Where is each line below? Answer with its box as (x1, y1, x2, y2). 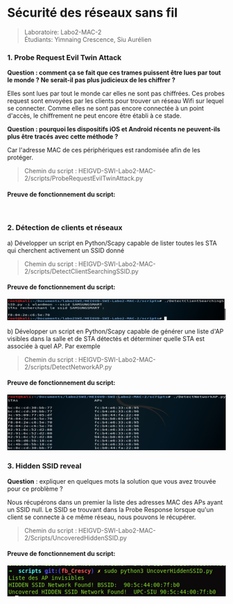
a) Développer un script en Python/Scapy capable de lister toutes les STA (7, 239, 217, 247)
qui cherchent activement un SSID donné (7, 246, 125, 255)
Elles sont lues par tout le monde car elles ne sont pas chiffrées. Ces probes (7, 89, 225, 98)
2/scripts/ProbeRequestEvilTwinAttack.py (24, 174, 144, 182)
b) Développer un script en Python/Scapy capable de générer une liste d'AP (7, 327, 224, 335)
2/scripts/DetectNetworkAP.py (24, 363, 112, 371)
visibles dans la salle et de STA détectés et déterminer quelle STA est (7, 334, 205, 342)
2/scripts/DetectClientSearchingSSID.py (24, 267, 139, 276)
